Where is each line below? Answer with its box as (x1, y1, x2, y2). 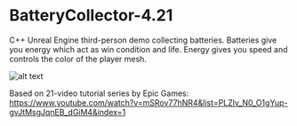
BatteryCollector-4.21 (9, 5, 173, 26)
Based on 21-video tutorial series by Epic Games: (9, 88, 189, 98)
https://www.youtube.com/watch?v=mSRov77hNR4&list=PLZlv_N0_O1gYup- (9, 97, 288, 107)
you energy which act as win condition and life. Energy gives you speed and (9, 43, 288, 54)
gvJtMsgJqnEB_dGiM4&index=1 (9, 106, 126, 117)
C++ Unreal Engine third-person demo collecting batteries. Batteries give (9, 35, 277, 45)
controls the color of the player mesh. (9, 53, 147, 64)
